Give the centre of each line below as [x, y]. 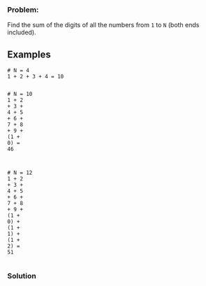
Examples [29, 54]
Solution [22, 276]
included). [22, 32]
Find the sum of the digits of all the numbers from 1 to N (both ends [103, 25]
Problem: [23, 10]
